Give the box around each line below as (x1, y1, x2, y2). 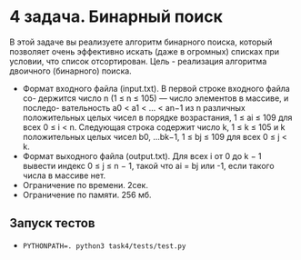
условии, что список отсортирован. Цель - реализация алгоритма (9, 55, 267, 66)
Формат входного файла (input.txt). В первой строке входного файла (22, 83, 291, 94)
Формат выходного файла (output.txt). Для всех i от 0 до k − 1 (22, 150, 262, 161)
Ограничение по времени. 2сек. (22, 179, 148, 190)
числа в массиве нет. (22, 170, 106, 181)
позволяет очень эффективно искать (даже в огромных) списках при (9, 45, 280, 56)
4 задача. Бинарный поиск (9, 6, 223, 27)
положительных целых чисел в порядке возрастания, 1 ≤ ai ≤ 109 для (22, 112, 293, 123)
